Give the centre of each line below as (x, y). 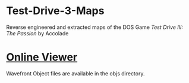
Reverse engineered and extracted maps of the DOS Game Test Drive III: (94, 27)
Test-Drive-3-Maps (55, 11)
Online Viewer (42, 57)
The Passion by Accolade (37, 33)
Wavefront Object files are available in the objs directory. (75, 73)
